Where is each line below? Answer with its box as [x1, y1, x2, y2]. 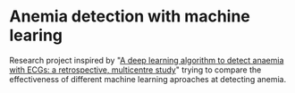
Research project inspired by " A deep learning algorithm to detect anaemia [9, 55, 284, 65]
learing [9, 25, 63, 46]
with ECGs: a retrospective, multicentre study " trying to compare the [9, 64, 262, 75]
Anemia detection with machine [9, 6, 250, 27]
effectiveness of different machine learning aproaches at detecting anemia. [9, 73, 287, 84]
